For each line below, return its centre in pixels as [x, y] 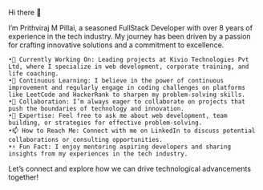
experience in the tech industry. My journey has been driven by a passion [129, 36]
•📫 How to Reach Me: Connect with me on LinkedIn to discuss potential [132, 131]
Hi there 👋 [25, 12]
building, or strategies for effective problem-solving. [105, 123]
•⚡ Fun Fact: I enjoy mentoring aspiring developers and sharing [119, 147]
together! [23, 177]
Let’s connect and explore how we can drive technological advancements [129, 169]
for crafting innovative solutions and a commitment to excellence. [116, 45]
